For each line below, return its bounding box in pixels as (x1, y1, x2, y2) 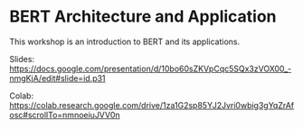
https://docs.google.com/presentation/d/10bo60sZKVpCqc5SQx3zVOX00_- (9, 63, 292, 74)
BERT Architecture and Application (9, 6, 278, 27)
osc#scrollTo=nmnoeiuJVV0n (9, 109, 120, 120)
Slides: (9, 53, 34, 64)
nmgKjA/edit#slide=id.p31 (9, 72, 106, 83)
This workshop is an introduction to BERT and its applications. (9, 36, 241, 47)
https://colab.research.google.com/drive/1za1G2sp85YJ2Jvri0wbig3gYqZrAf (9, 99, 295, 110)
